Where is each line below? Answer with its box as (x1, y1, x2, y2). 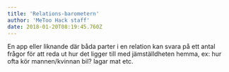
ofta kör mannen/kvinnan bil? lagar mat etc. (7, 57, 134, 66)
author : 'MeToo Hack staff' (7, 17, 90, 24)
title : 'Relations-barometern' (7, 10, 100, 17)
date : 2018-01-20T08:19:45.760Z (7, 23, 102, 30)
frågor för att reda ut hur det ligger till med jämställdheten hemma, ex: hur (7, 50, 222, 58)
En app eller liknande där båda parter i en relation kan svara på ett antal (7, 43, 216, 51)
